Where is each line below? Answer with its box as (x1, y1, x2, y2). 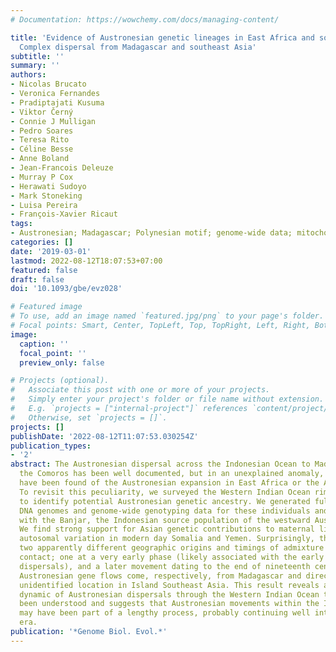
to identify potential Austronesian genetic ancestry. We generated (19, 496, 311, 506)
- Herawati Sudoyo (10, 181, 87, 191)
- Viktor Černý (10, 107, 74, 117)
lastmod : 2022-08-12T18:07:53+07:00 (10, 256, 163, 266)
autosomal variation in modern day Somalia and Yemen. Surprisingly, (19, 534, 315, 544)
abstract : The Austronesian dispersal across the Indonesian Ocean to (10, 459, 311, 470)
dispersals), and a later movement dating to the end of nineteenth (19, 561, 311, 571)
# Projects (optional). (10, 376, 110, 386)
